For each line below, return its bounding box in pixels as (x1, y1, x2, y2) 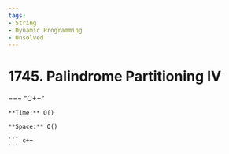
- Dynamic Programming (8, 26, 83, 34)
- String (8, 19, 37, 27)
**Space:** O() (8, 123, 58, 131)
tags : (8, 11, 26, 20)
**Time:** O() (8, 109, 55, 117)
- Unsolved (8, 33, 44, 42)
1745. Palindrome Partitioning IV (8, 68, 222, 85)
